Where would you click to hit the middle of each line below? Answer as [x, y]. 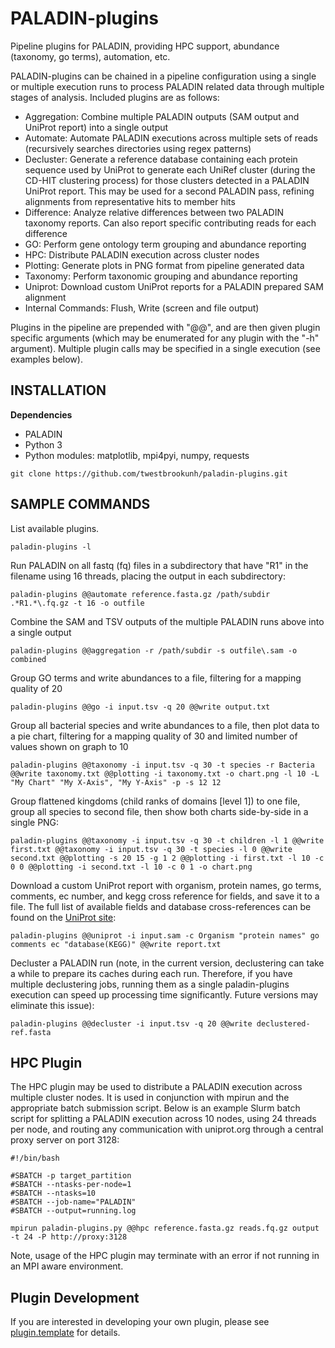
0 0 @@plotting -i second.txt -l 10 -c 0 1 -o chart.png [131, 867]
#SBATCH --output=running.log [73, 1211]
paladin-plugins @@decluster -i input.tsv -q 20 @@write [131, 1023]
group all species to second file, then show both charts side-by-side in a [159, 811]
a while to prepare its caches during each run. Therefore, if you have [151, 973]
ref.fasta [31, 1032]
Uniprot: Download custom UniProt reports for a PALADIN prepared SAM [174, 286]
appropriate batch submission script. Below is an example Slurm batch [155, 1108]
